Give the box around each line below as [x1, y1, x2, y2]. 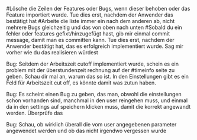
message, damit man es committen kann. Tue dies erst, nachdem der [6, 37, 175, 43]
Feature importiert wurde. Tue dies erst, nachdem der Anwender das [6, 11, 173, 18]
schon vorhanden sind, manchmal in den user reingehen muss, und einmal [6, 97, 188, 104]
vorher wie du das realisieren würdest [6, 49, 99, 56]
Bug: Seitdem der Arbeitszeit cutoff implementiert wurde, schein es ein [6, 60, 179, 67]
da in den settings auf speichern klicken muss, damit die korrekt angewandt [6, 103, 191, 110]
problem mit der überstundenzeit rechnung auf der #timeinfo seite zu [6, 67, 175, 73]
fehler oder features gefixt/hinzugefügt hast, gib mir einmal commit [6, 30, 170, 37]
